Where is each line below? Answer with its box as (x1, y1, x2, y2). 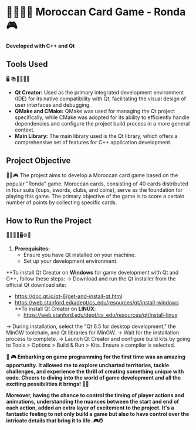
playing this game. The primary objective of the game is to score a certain (6, 192, 185, 199)
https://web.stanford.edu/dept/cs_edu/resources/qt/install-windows (14, 299, 179, 306)
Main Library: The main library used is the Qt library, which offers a (14, 132, 178, 140)
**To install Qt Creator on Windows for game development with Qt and (6, 269, 179, 276)
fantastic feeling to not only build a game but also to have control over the (6, 411, 190, 418)
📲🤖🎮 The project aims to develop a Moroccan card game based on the (6, 171, 178, 178)
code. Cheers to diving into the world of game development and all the (6, 374, 181, 381)
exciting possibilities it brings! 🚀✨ (6, 381, 89, 388)
